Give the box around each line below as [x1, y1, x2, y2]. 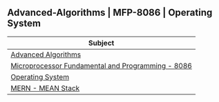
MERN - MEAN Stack [10, 83, 80, 93]
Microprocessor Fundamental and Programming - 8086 [10, 61, 192, 70]
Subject [88, 38, 115, 48]
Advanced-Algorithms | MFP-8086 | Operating [7, 7, 213, 19]
